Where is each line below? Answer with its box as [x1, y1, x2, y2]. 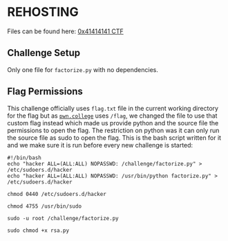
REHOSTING [7, 4, 79, 20]
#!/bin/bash [7, 154, 41, 161]
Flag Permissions [7, 86, 83, 98]
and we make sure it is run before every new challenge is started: [7, 141, 193, 149]
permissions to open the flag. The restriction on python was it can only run [7, 126, 220, 134]
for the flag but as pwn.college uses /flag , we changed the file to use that [7, 111, 218, 120]
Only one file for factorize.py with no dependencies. [7, 65, 159, 73]
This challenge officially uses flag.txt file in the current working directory [7, 104, 219, 112]
